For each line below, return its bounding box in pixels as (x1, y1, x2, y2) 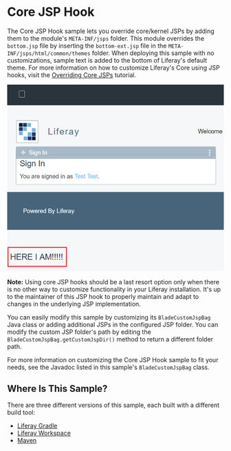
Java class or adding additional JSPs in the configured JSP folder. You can (7, 320, 219, 328)
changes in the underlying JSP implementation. (7, 300, 141, 308)
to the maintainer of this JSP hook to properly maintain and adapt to (7, 292, 199, 300)
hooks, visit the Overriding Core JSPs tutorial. (7, 70, 136, 79)
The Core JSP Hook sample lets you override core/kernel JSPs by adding (7, 27, 214, 35)
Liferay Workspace (16, 429, 71, 437)
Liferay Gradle (16, 421, 58, 430)
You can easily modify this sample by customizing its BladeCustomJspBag (7, 313, 211, 321)
